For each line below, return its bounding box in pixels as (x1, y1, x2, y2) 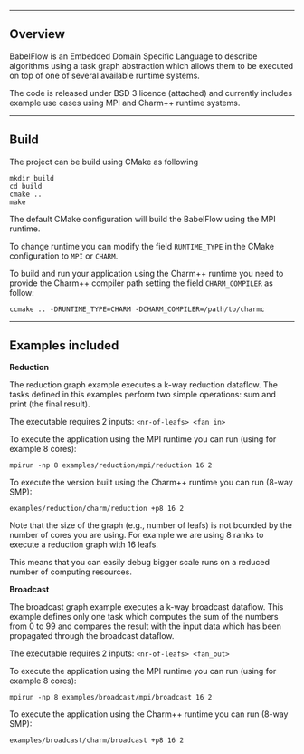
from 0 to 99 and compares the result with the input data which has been (9, 621, 282, 632)
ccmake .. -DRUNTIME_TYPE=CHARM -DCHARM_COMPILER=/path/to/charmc (9, 305, 265, 314)
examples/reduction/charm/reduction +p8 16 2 (9, 504, 184, 514)
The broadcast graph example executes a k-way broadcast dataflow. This (9, 602, 284, 612)
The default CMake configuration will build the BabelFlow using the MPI (9, 213, 276, 224)
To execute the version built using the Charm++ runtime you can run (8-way (9, 477, 294, 488)
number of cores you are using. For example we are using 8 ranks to (9, 530, 264, 541)
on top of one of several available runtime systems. (9, 70, 201, 81)
